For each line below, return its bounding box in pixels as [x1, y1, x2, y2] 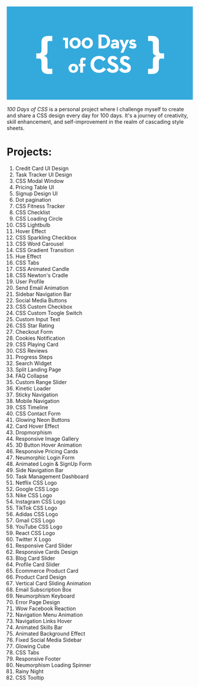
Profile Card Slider [15, 560, 60, 568]
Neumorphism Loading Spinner [15, 661, 92, 669]
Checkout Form [15, 328, 53, 335]
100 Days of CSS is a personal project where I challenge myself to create [6, 106, 184, 112]
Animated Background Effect [15, 630, 86, 637]
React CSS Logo [15, 529, 56, 536]
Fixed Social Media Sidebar [15, 636, 82, 643]
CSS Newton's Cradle [15, 272, 68, 279]
